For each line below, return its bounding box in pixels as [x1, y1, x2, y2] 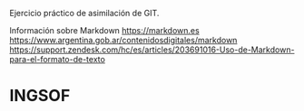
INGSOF [9, 86, 71, 106]
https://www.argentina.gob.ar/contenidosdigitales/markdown [9, 35, 238, 45]
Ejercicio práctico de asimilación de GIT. [9, 8, 160, 18]
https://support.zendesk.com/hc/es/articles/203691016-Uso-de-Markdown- [9, 44, 295, 55]
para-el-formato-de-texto [9, 54, 106, 64]
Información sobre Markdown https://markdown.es [9, 25, 200, 35]
